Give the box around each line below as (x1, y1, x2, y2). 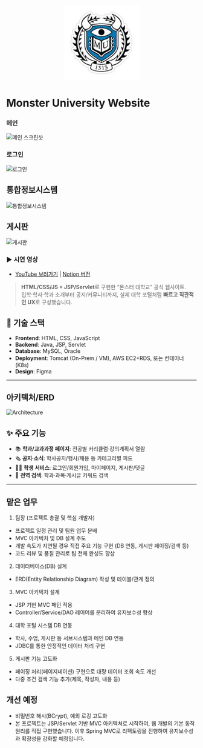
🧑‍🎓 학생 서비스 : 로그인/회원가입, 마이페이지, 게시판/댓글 (14, 464, 145, 472)
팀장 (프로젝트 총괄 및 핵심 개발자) (14, 514, 95, 521)
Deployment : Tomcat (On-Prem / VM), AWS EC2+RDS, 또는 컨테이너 (14, 354, 184, 362)
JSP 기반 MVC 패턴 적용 (14, 601, 72, 608)
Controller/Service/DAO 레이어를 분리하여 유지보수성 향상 (14, 609, 153, 616)
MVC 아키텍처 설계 (14, 588, 60, 595)
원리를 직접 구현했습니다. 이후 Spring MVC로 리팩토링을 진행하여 (14, 727, 168, 735)
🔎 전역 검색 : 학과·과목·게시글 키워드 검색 (14, 472, 109, 479)
